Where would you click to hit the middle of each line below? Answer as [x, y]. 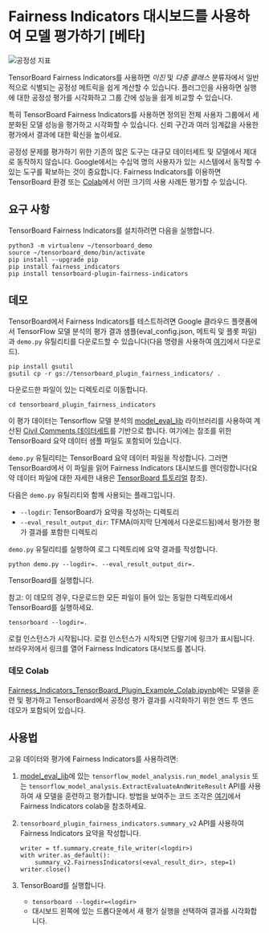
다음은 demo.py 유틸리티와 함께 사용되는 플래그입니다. [92, 495]
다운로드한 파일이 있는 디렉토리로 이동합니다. [78, 389]
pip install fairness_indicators [64, 267]
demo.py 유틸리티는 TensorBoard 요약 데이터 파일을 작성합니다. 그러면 [118, 458]
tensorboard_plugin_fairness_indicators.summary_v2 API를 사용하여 [132, 823]
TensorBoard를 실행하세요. [51, 607]
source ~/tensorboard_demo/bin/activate [77, 253]
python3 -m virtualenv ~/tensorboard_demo [80, 246]
